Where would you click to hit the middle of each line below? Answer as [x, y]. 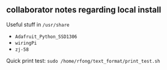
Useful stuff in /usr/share [38, 24]
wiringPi [26, 43]
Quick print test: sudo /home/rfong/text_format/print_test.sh [83, 60]
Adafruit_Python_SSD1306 [46, 37]
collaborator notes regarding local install [84, 10]
